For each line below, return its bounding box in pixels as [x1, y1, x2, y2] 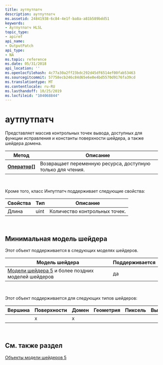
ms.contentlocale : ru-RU [5, 84, 55, 89]
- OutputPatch [5, 43, 34, 48]
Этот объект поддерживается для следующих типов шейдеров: [5, 295, 137, 301]
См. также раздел [5, 342, 63, 350]
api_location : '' [5, 66, 40, 71]
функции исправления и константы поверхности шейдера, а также [5, 135, 144, 141]
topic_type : [5, 30, 29, 35]
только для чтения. [40, 166, 85, 173]
